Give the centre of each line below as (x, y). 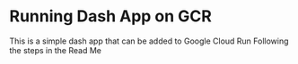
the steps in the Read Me (55, 50)
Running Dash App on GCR (111, 16)
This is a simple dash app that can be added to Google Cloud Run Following (149, 41)
